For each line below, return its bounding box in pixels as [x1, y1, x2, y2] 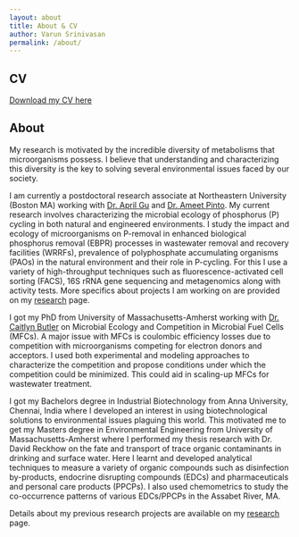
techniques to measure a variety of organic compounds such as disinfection [9, 462, 289, 473]
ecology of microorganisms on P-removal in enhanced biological [9, 228, 247, 239]
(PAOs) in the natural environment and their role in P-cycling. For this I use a [9, 256, 288, 267]
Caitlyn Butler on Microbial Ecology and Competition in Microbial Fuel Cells [9, 321, 284, 331]
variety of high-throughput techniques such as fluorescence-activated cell [9, 265, 284, 277]
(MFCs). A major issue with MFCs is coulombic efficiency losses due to [9, 331, 270, 341]
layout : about [9, 13, 62, 22]
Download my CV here [9, 95, 92, 105]
